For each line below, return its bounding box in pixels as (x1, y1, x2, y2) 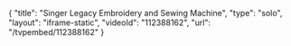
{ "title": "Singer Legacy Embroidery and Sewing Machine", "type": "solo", (8, 8, 283, 18)
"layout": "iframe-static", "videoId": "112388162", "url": (8, 17, 211, 28)
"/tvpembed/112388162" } (8, 27, 105, 37)
